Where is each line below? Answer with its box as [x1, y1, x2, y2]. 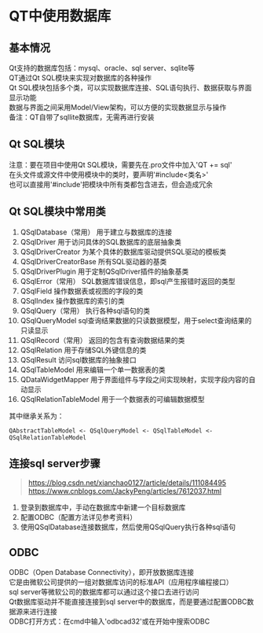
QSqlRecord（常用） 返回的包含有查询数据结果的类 [20, 335, 185, 344]
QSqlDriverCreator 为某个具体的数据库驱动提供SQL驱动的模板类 [20, 247, 227, 256]
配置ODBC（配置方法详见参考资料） [20, 513, 137, 522]
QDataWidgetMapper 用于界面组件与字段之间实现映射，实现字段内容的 [20, 374, 250, 384]
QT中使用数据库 [9, 7, 111, 25]
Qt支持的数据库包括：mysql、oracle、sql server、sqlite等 [9, 64, 195, 72]
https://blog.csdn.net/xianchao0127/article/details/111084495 [27, 478, 227, 488]
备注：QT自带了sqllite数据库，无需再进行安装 [9, 112, 155, 122]
